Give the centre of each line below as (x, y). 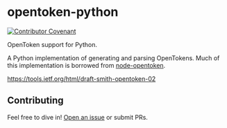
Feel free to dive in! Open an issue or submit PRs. (77, 117)
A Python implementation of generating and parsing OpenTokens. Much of (113, 58)
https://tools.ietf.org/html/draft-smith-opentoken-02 (82, 79)
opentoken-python (63, 12)
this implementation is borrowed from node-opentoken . (86, 65)
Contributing (35, 101)
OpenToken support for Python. (52, 44)
